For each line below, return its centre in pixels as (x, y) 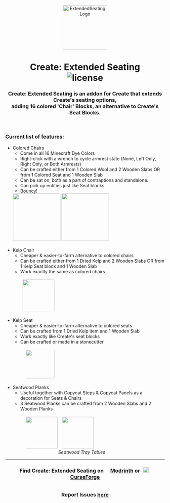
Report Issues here (85, 495)
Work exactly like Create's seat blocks (60, 336)
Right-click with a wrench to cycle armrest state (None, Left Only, (88, 158)
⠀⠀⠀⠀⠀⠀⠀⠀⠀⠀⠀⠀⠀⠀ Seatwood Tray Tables (59, 452)
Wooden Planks (36, 409)
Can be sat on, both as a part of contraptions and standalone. (84, 180)
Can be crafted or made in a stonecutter (62, 342)
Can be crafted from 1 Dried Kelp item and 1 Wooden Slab (80, 331)
